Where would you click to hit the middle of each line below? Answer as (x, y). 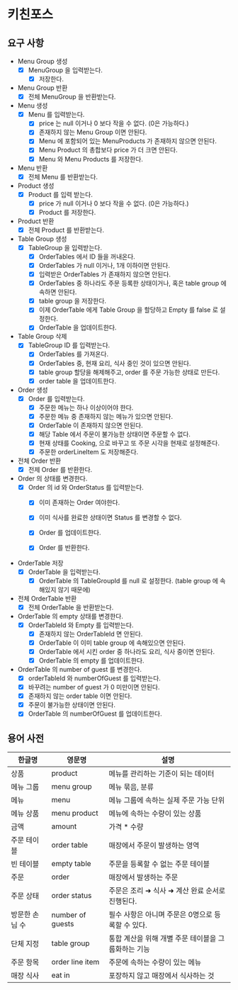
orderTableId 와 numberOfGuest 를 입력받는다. (95, 678)
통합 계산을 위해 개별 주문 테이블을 (163, 938)
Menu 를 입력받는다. (56, 115)
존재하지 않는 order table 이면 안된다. (80, 696)
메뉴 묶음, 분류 (131, 787)
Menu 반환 (33, 168)
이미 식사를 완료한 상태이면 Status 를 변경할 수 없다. (110, 517)
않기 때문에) (74, 590)
